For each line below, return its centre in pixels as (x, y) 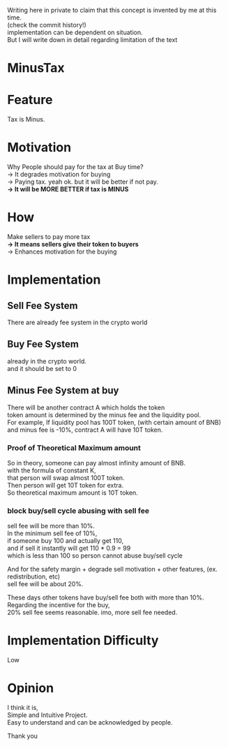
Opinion (31, 688)
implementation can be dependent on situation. (75, 32)
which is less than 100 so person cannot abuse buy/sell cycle (95, 556)
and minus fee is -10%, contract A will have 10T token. (85, 430)
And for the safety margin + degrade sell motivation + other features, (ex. (113, 570)
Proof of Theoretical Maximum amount (74, 448)
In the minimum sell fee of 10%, (52, 533)
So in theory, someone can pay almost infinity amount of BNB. (97, 463)
